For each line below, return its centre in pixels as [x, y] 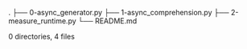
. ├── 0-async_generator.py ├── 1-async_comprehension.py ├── [119, 12]
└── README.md [107, 21]
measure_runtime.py [42, 21]
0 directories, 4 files [41, 37]
